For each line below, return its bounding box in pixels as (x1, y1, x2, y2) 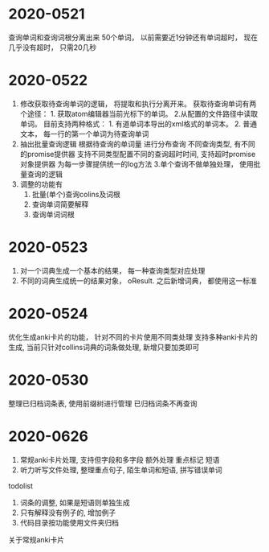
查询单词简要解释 (31, 199, 89, 209)
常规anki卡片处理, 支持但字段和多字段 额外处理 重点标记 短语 (19, 455, 220, 464)
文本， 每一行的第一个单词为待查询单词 (19, 129, 149, 138)
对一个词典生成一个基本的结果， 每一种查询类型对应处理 (19, 266, 206, 275)
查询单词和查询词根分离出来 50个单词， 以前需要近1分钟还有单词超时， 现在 (8, 32, 259, 42)
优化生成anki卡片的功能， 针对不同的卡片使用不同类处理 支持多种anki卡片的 (8, 332, 259, 342)
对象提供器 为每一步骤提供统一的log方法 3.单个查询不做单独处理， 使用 (19, 159, 255, 169)
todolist (8, 480, 34, 491)
